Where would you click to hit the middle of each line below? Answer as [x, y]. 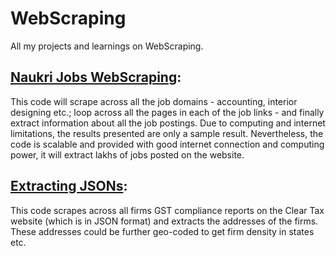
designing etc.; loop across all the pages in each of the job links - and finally [167, 112]
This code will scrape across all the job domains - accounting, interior [154, 101]
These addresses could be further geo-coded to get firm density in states [162, 231]
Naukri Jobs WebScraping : [96, 77]
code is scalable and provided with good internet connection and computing [167, 144]
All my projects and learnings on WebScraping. [107, 46]
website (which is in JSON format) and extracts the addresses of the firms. [164, 221]
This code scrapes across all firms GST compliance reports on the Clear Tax [167, 210]
